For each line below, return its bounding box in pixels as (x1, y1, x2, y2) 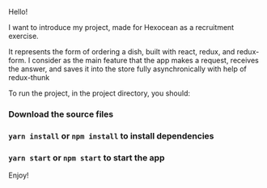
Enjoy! (8, 170, 30, 181)
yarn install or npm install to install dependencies (8, 130, 214, 141)
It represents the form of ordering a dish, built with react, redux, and (8, 47, 235, 56)
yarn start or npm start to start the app (8, 152, 165, 163)
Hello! (8, 7, 28, 16)
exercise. (8, 32, 39, 41)
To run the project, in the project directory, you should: (8, 88, 190, 98)
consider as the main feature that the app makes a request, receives (32, 56, 259, 65)
